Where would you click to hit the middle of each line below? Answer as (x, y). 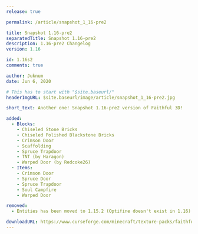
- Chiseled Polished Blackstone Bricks (66, 135)
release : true (24, 11)
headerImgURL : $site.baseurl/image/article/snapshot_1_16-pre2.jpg (91, 98)
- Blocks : (23, 124)
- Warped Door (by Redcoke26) (54, 162)
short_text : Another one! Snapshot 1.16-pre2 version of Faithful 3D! (95, 108)
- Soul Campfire (37, 190)
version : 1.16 (24, 49)
